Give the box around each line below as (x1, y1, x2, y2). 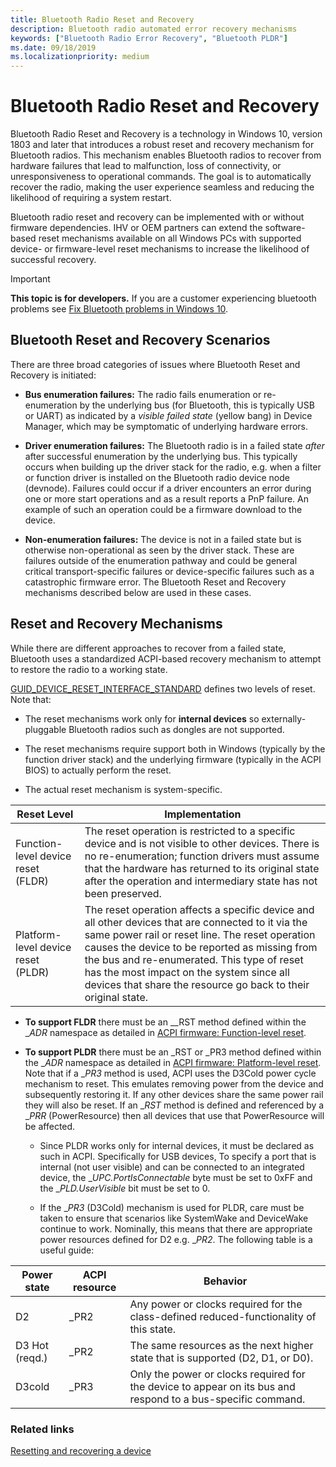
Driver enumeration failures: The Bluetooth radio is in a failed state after (24, 439, 325, 451)
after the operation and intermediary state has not (84, 874, 318, 888)
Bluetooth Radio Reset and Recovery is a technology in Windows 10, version (10, 128, 323, 140)
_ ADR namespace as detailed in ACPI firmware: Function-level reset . (24, 1026, 307, 1038)
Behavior (203, 1274, 248, 1288)
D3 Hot (15, 1338, 49, 1352)
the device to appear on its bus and (129, 1379, 296, 1393)
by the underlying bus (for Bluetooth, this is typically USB (79, 399, 315, 411)
